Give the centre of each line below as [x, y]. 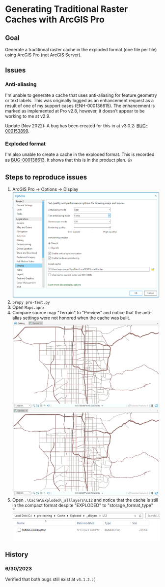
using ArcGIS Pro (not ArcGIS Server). [43, 55]
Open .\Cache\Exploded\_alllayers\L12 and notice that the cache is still [85, 500]
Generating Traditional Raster [67, 9]
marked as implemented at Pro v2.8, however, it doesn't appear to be [75, 111]
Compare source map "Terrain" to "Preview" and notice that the [77, 312]
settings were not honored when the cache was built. [77, 318]
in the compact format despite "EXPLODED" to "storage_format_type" [83, 505]
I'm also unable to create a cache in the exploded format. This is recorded [80, 154]
